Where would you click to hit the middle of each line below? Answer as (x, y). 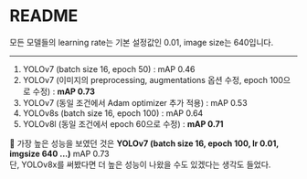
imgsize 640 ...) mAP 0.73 (59, 153)
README (44, 16)
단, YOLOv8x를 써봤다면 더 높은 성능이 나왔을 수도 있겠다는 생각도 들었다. (140, 164)
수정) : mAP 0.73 (64, 91)
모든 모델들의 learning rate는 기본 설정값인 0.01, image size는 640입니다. (142, 42)
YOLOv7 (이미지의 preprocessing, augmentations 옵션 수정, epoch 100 (153, 79)
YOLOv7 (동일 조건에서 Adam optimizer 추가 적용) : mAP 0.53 (135, 102)
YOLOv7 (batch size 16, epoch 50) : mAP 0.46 (109, 68)
